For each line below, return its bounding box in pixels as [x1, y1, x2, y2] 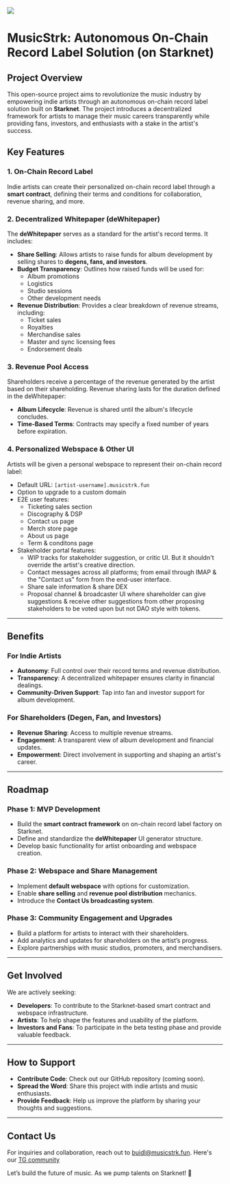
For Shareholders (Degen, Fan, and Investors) [7, 713, 162, 722]
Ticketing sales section [27, 502, 92, 510]
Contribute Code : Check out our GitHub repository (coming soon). [16, 1075, 205, 1083]
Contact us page [27, 517, 75, 525]
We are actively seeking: [7, 988, 77, 996]
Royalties [27, 323, 53, 331]
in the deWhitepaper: [7, 392, 66, 400]
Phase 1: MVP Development [7, 804, 101, 814]
